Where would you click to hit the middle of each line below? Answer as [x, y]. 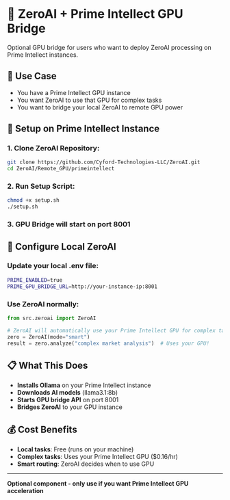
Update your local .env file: [53, 266]
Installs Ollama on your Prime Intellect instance [84, 385]
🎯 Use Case [32, 76]
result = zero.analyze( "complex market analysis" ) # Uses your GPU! [108, 343]
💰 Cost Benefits [42, 429]
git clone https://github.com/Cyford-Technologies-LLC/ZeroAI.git [104, 162]
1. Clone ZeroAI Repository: [53, 148]
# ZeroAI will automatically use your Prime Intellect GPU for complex [111, 330]
